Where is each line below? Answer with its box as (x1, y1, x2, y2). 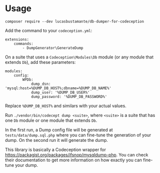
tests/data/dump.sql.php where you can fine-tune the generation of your (5, 132, 151, 138)
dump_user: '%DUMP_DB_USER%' (31, 90, 90, 95)
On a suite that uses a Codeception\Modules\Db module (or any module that (5, 54, 154, 60)
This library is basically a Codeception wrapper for (5, 147, 106, 153)
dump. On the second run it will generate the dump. (5, 137, 108, 143)
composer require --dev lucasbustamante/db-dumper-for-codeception (5, 19, 144, 24)
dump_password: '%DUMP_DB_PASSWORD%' (31, 94, 108, 99)
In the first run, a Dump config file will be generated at (5, 127, 113, 133)
